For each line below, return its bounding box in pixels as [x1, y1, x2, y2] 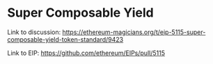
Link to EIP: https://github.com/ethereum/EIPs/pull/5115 [7, 49, 166, 57]
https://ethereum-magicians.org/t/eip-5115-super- [62, 28, 206, 36]
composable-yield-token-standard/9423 [7, 35, 124, 43]
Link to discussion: [7, 28, 61, 36]
